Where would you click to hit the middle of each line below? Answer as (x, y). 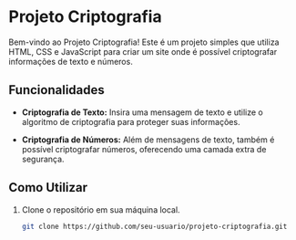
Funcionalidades (57, 90)
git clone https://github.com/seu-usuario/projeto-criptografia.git (154, 226)
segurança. (43, 159)
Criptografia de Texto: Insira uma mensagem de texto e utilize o (142, 112)
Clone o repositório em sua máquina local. (101, 209)
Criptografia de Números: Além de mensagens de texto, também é (148, 140)
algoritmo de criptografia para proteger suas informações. (131, 121)
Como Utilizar (48, 188)
